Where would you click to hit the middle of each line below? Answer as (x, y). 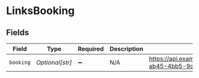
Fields (18, 33)
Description (126, 49)
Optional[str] (54, 62)
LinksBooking (41, 11)
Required (91, 49)
